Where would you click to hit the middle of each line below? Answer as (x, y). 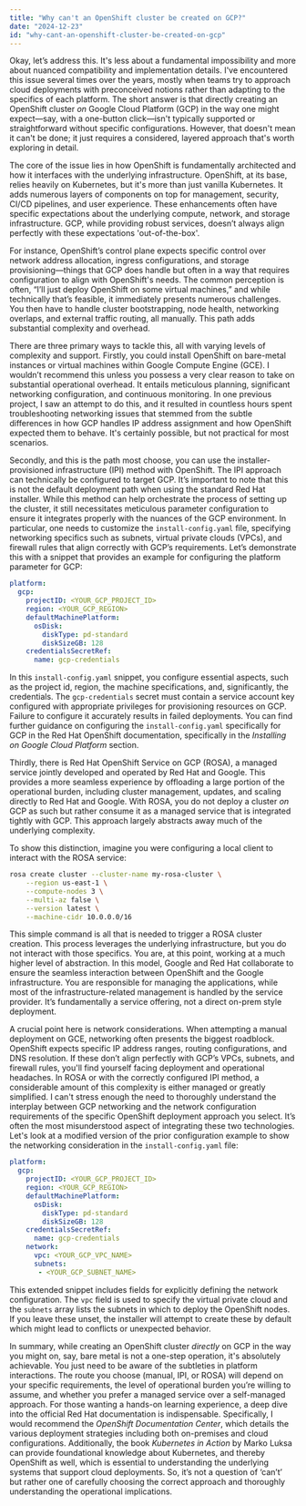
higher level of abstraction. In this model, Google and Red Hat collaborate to (152, 963)
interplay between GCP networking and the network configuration (133, 1107)
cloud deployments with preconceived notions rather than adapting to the (147, 90)
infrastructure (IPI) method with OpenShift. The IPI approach (169, 470)
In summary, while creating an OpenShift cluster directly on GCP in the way (150, 1346)
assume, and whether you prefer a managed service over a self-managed (148, 1394)
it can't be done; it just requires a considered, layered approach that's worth (152, 138)
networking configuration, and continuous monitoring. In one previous (141, 394)
